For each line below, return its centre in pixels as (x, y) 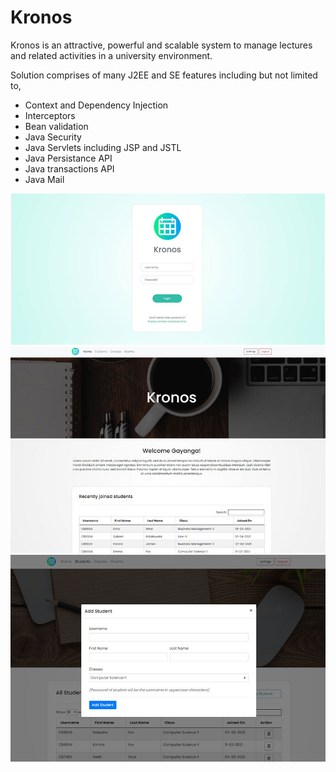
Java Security (53, 137)
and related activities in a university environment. (111, 55)
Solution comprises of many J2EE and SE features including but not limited (164, 75)
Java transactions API (69, 168)
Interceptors (50, 115)
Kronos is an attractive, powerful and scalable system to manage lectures (161, 45)
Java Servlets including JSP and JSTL (103, 147)
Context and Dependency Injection (96, 105)
